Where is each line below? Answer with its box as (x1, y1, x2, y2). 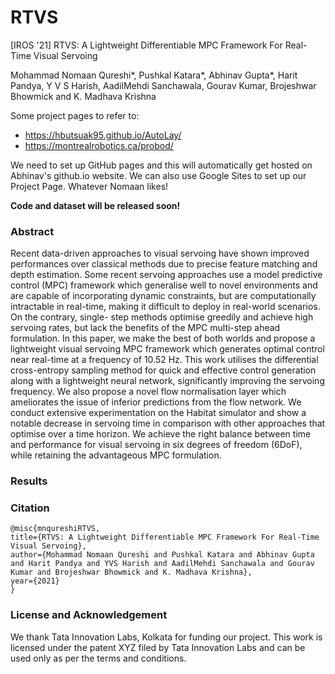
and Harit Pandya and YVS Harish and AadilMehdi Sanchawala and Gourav (10, 559, 315, 569)
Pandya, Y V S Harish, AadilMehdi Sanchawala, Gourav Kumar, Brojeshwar (10, 79, 317, 91)
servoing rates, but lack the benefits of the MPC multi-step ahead (10, 322, 281, 334)
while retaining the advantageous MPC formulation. (10, 449, 222, 461)
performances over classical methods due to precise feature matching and (10, 258, 318, 270)
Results (10, 474, 48, 488)
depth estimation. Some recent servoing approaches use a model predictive (10, 269, 323, 281)
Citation (10, 501, 50, 515)
